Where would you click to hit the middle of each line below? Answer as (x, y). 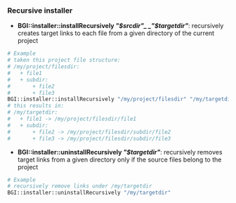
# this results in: (36, 106)
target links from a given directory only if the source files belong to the (119, 159)
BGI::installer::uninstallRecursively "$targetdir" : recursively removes (120, 152)
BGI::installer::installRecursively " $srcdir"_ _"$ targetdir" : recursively (120, 26)
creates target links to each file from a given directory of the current (116, 33)
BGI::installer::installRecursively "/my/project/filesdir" (97, 99)
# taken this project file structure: (64, 60)
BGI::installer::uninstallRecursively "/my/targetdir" (89, 193)
